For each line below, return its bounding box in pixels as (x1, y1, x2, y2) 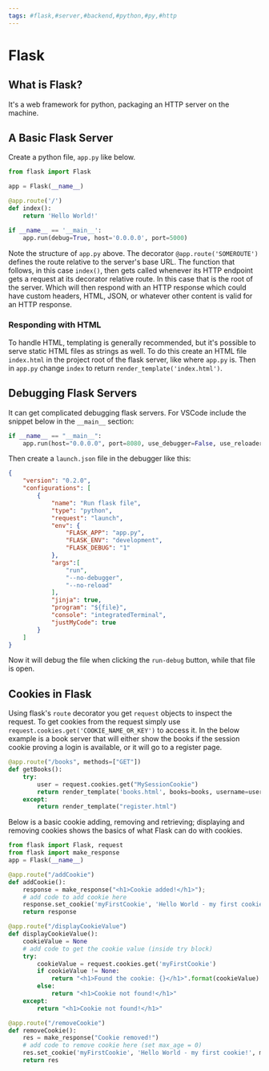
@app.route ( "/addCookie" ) (8, 870, 94, 878)
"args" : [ (50, 558, 81, 566)
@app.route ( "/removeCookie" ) (8, 1019, 106, 1027)
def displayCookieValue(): (8, 930, 98, 939)
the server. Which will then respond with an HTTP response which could (8, 282, 247, 292)
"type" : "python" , (50, 506, 113, 514)
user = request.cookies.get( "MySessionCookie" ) (37, 780, 199, 789)
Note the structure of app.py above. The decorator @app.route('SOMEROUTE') (8, 248, 259, 258)
